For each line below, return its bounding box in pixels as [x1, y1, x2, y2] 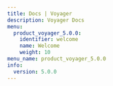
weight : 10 [19, 49, 51, 56]
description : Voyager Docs [7, 17, 85, 24]
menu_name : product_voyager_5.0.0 [7, 55, 107, 62]
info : [7, 62, 23, 69]
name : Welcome [19, 42, 60, 49]
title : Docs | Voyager [7, 10, 72, 17]
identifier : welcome [19, 36, 79, 43]
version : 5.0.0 [13, 68, 57, 75]
